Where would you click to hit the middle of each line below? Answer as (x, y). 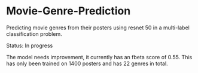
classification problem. (34, 34)
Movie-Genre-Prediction (68, 11)
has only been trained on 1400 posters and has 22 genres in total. (87, 63)
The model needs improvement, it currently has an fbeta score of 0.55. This (99, 57)
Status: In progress (30, 45)
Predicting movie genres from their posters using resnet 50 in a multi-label (98, 28)
